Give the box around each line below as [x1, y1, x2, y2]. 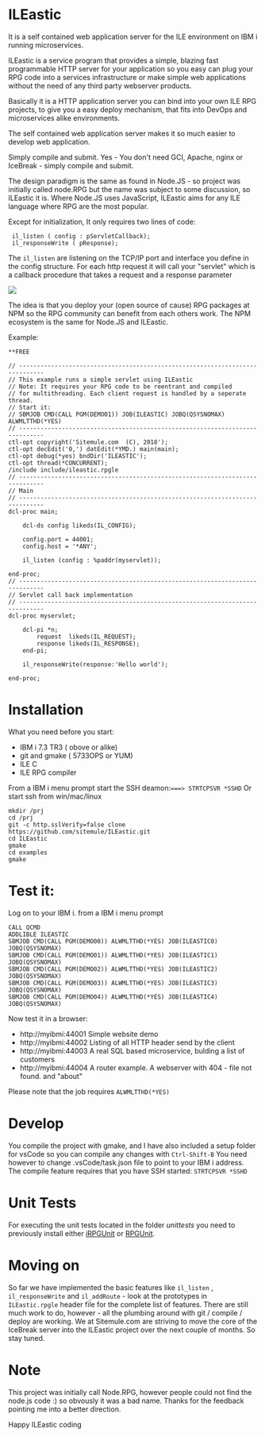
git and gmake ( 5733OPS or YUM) [19, 750, 133, 760]
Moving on [8, 1256, 80, 1274]
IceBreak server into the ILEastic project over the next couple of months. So [8, 1324, 255, 1335]
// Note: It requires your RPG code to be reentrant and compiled [8, 383, 232, 391]
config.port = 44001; [22, 535, 94, 543]
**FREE [8, 348, 30, 356]
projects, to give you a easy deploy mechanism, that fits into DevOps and [8, 105, 248, 114]
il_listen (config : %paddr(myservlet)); [22, 556, 161, 564]
